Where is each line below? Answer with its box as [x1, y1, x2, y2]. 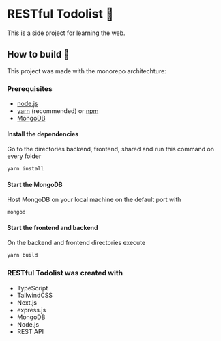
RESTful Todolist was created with [7, 268, 123, 278]
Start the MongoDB [7, 180, 63, 188]
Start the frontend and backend [7, 223, 98, 231]
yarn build [7, 252, 38, 259]
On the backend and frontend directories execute [7, 239, 146, 247]
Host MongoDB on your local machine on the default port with [7, 195, 181, 204]
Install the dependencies [7, 129, 79, 138]
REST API [16, 327, 44, 336]
